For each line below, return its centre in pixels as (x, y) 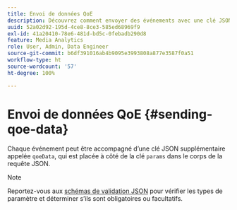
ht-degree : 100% (31, 73)
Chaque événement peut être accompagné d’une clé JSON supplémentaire (116, 148)
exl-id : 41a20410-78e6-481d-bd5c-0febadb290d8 (77, 34)
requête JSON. (29, 164)
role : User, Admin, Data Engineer (58, 47)
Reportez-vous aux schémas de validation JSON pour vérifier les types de (115, 191)
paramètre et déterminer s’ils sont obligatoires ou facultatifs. (95, 199)
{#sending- (178, 114)
